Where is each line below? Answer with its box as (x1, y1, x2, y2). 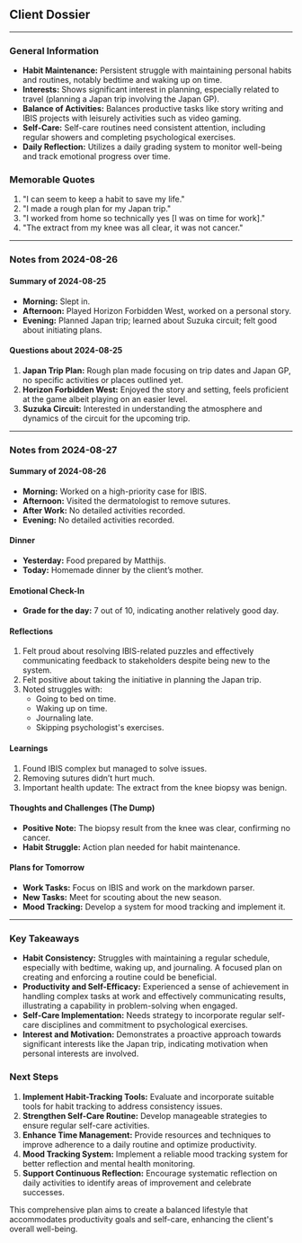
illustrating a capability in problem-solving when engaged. (22, 1000, 238, 1011)
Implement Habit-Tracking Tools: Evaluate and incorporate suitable (22, 1091, 274, 1102)
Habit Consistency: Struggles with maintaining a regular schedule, (22, 952, 271, 963)
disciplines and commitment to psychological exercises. (40, 1020, 249, 1031)
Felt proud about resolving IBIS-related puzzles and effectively (22, 646, 254, 657)
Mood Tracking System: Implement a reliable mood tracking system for (22, 1149, 289, 1159)
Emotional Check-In (9, 585, 85, 596)
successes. (22, 1186, 65, 1197)
